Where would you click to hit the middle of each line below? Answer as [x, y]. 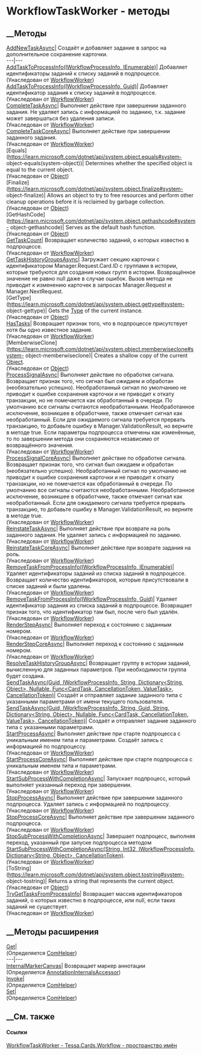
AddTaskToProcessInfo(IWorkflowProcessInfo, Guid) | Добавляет [87, 86]
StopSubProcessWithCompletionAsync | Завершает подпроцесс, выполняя [101, 836]
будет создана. [26, 676]
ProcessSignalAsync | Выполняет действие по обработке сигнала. [90, 375]
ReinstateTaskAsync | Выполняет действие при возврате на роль [88, 528]
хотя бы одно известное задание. [49, 330]
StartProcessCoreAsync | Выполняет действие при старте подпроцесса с [99, 759]
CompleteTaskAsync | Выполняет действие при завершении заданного [96, 106]
